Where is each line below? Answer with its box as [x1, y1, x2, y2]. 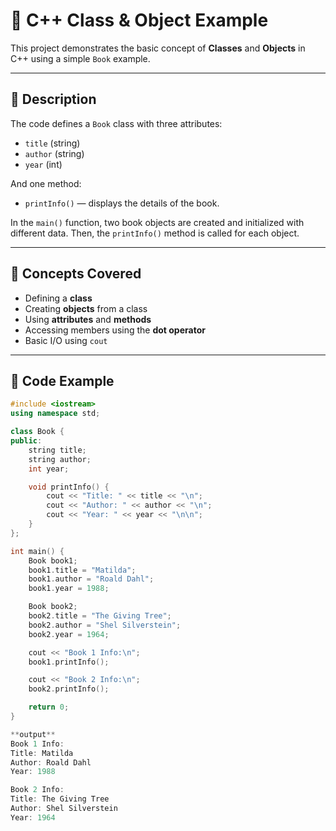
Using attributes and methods [24, 313, 152, 325]
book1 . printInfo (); [28, 657, 110, 667]
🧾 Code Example [10, 372, 115, 389]
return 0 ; [28, 702, 70, 713]
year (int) [24, 158, 63, 170]
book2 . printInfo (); [28, 684, 110, 694]
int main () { [10, 546, 65, 556]
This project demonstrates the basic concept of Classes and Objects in [10, 42, 306, 54]
